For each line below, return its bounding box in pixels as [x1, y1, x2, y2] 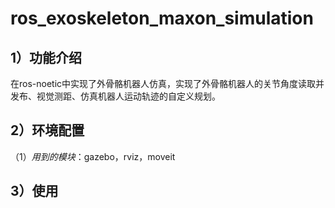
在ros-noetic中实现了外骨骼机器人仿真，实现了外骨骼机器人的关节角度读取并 [10, 78, 325, 89]
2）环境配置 [10, 122, 85, 139]
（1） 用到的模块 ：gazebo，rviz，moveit [10, 150, 176, 162]
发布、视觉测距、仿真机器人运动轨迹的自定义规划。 [10, 90, 221, 102]
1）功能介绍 [10, 49, 83, 66]
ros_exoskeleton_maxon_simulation [10, 7, 314, 30]
